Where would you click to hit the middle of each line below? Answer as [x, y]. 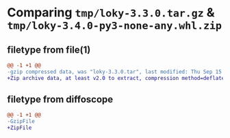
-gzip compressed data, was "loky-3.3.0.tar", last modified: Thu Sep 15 [115, 72]
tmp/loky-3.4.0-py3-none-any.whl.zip [115, 26]
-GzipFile [21, 122]
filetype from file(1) [49, 50]
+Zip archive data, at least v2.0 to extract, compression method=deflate [116, 78]
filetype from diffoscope [60, 99]
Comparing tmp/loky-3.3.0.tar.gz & [111, 13]
